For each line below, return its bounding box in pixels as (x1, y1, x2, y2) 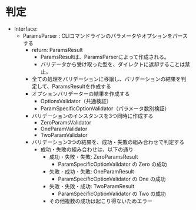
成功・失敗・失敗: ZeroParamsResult (49, 153, 138, 160)
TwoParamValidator (40, 131, 88, 139)
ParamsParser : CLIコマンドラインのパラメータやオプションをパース (22, 32, 188, 39)
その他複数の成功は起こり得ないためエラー (49, 197, 152, 204)
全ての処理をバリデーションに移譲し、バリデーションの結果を (31, 75, 181, 83)
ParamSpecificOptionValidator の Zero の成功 (58, 160, 167, 168)
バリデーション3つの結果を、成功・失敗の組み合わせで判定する (31, 138, 185, 145)
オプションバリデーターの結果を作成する (31, 90, 130, 97)
